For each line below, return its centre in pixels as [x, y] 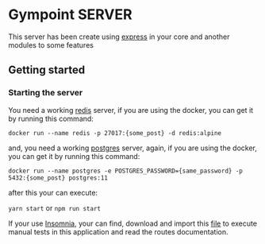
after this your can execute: [53, 192]
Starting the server [46, 93]
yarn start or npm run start [55, 207]
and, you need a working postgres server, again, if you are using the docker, [133, 148]
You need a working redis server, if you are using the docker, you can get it [131, 110]
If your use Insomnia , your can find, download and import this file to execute [133, 223]
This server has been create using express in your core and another [119, 37]
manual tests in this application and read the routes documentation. [118, 231]
